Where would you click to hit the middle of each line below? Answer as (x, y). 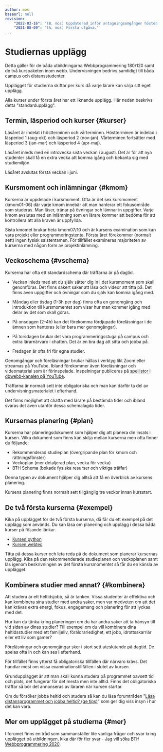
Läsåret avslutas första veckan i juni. (42, 172)
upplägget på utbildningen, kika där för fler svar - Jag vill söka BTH (72, 739)
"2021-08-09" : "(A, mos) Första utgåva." (56, 28)
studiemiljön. (18, 162)
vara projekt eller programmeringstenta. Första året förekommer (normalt (78, 235)
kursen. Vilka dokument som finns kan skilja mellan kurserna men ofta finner (81, 438)
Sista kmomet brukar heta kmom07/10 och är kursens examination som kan (81, 229)
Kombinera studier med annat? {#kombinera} (75, 585)
